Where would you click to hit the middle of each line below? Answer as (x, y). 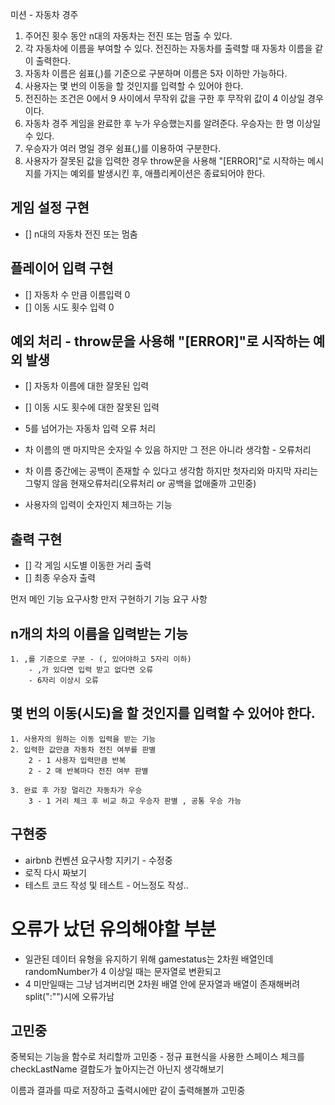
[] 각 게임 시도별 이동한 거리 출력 (88, 565)
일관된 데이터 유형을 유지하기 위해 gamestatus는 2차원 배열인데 (149, 959)
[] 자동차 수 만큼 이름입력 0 (77, 294)
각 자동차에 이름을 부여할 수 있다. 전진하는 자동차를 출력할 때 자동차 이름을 (168, 48)
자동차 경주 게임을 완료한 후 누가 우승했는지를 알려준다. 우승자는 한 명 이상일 (173, 123)
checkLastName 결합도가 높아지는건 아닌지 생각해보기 (117, 1069)
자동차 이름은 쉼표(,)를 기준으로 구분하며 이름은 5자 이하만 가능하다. (156, 73)
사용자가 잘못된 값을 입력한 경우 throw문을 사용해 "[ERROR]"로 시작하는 (165, 161)
